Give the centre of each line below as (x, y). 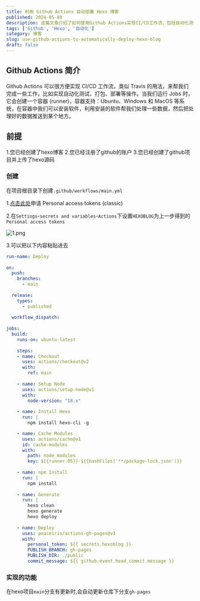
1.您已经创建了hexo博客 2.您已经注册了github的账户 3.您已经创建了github (96, 152)
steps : (25, 351)
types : (25, 301)
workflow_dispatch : (36, 317)
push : (18, 273)
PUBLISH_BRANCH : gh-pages (60, 550)
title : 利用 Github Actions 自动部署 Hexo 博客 (62, 12)
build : (20, 334)
